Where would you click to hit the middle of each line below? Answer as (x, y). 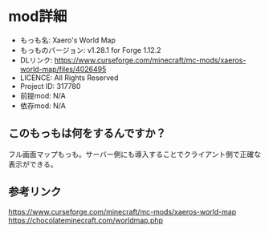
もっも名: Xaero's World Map (68, 40)
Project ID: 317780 (50, 86)
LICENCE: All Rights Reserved (69, 78)
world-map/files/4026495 (63, 69)
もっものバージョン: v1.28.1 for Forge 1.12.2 (90, 50)
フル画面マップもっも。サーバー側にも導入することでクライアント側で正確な (134, 154)
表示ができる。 (33, 164)
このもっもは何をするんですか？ (87, 133)
